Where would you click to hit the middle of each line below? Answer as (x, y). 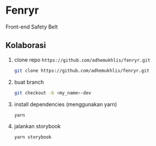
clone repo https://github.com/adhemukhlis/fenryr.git (82, 59)
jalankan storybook (38, 126)
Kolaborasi (26, 45)
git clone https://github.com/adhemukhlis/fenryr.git (82, 71)
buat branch (29, 82)
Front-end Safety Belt (32, 27)
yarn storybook (33, 137)
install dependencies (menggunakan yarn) (66, 104)
